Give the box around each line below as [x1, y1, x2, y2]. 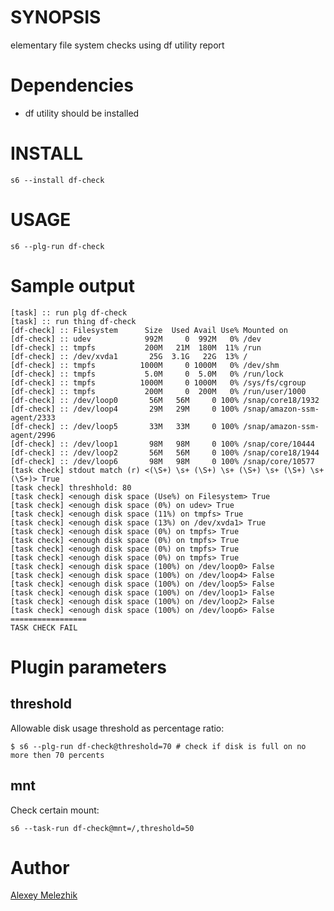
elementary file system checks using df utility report [10, 39, 225, 51]
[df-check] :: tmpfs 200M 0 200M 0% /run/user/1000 [10, 386, 307, 396]
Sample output [10, 274, 135, 297]
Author [10, 856, 70, 879]
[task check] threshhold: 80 [10, 482, 132, 493]
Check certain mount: [10, 804, 100, 816]
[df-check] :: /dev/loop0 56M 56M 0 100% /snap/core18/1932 [10, 395, 320, 405]
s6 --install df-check [10, 175, 105, 185]
